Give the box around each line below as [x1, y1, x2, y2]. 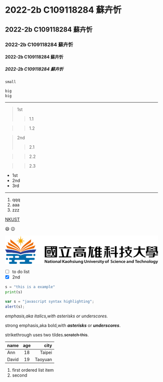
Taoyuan [34, 356, 52, 362]
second [12, 372, 28, 378]
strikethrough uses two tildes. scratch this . [5, 331, 89, 338]
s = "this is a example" [5, 285, 55, 290]
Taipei [40, 349, 52, 355]
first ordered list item [12, 367, 54, 373]
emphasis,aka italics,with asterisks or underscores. [5, 313, 108, 319]
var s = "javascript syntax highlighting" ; [5, 299, 95, 304]
